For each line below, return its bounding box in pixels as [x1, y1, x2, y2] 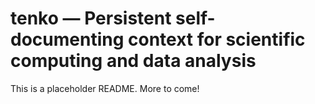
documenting [10, 28, 125, 51]
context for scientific [127, 28, 306, 51]
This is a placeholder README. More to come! [10, 82, 200, 94]
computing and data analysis [10, 50, 257, 72]
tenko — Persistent [10, 7, 172, 30]
